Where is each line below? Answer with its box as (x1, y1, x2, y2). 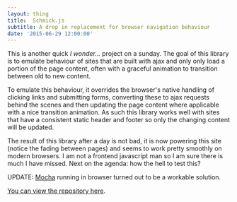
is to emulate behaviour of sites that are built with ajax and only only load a (7, 57, 225, 66)
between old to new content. (7, 72, 91, 81)
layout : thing (7, 10, 50, 18)
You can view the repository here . (7, 186, 106, 195)
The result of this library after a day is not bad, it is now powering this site (7, 137, 221, 145)
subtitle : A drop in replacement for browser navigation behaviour (7, 23, 211, 30)
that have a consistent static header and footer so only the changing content (7, 116, 231, 124)
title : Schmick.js (7, 17, 65, 24)
